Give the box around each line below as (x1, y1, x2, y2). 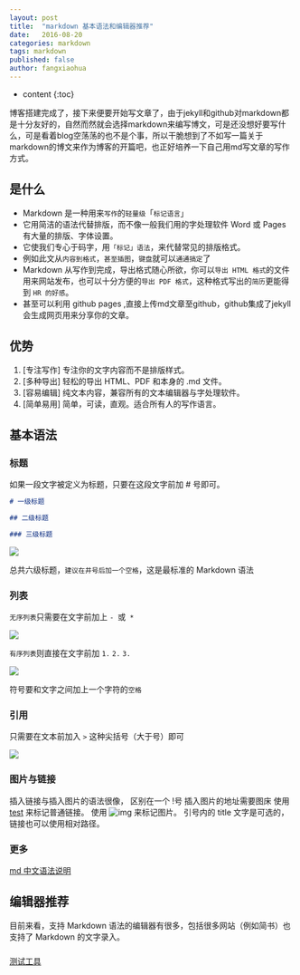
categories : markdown (9, 38, 91, 48)
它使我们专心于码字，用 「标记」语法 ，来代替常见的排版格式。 (22, 241, 246, 252)
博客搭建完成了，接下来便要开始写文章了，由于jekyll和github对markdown (9, 107, 282, 118)
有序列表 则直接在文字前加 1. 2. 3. (9, 648, 131, 659)
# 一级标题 (9, 497, 45, 507)
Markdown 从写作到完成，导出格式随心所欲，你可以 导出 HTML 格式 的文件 (22, 264, 291, 275)
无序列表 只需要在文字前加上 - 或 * (9, 612, 135, 623)
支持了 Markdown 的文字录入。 (9, 931, 125, 942)
